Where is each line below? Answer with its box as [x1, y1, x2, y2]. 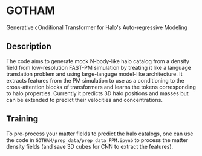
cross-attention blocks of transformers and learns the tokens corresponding [6, 83, 197, 90]
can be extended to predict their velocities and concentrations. [6, 96, 163, 103]
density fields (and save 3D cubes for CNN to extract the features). [6, 143, 174, 150]
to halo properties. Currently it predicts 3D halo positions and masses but [6, 89, 189, 97]
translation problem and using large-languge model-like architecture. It [6, 70, 183, 78]
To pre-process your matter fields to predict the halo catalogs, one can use [6, 130, 194, 137]
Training [6, 114, 39, 124]
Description [6, 41, 51, 52]
